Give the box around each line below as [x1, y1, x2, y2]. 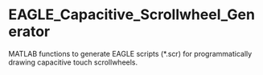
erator [8, 22, 51, 41]
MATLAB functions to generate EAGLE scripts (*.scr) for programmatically [8, 49, 253, 58]
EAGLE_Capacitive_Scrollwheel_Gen [8, 6, 256, 24]
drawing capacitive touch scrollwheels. [8, 57, 138, 67]
